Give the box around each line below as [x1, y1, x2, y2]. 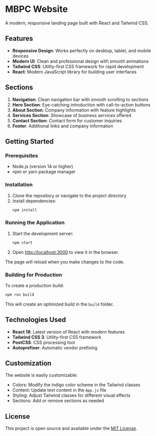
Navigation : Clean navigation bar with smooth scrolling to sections [12, 96, 149, 103]
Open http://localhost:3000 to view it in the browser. [12, 249, 119, 255]
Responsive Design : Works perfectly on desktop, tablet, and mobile [12, 47, 151, 53]
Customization [5, 359, 52, 367]
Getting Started [5, 137, 54, 145]
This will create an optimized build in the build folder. [5, 301, 114, 307]
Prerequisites [5, 152, 38, 159]
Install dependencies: [12, 198, 56, 204]
